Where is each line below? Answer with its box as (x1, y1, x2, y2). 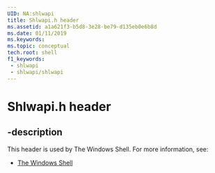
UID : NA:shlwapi (7, 10, 54, 17)
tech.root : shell (7, 50, 58, 57)
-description (7, 126, 63, 138)
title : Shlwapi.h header (7, 17, 79, 24)
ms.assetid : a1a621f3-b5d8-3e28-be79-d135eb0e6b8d (7, 23, 157, 30)
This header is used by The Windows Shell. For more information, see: (7, 144, 209, 153)
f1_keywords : (7, 56, 45, 63)
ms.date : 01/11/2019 (7, 29, 67, 37)
